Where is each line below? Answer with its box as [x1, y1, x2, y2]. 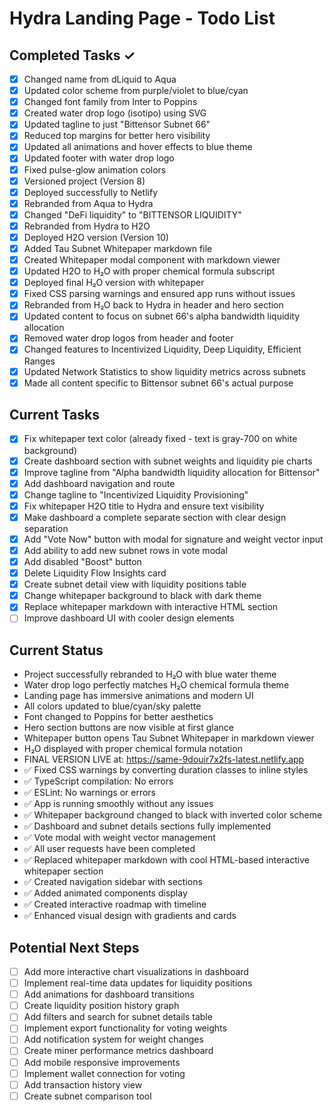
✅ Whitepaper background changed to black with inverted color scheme [23, 809, 323, 821]
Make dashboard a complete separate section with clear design [23, 511, 287, 523]
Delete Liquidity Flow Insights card [23, 567, 167, 579]
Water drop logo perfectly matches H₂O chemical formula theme [23, 679, 290, 691]
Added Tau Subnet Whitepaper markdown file [23, 242, 213, 254]
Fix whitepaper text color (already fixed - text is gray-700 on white [23, 433, 298, 445]
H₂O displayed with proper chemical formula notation [23, 743, 243, 755]
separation [23, 522, 69, 534]
